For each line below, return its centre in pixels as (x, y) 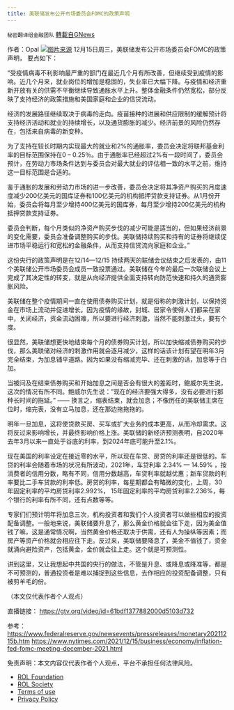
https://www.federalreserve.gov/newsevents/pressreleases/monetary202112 (117, 633)
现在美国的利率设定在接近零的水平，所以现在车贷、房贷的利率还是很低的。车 (117, 456)
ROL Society (35, 684)
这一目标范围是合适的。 (41, 172)
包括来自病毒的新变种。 (53, 131)
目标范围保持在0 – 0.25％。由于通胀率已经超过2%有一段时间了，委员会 (121, 155)
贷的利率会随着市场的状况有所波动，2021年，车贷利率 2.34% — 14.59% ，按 (117, 465)
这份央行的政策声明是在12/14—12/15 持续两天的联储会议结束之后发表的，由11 (117, 260)
